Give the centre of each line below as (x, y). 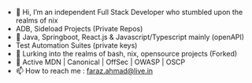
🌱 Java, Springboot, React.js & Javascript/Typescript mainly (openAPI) (130, 37)
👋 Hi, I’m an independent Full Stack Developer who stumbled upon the (129, 12)
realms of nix (37, 20)
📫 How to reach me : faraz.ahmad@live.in (84, 71)
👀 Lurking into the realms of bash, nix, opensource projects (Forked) (126, 54)
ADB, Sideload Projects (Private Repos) (79, 29)
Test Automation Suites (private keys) (76, 45)
